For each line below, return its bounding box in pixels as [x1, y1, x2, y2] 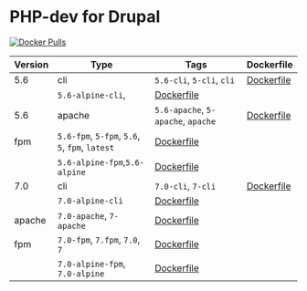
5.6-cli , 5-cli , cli [154, 73, 236, 86]
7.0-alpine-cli [58, 195, 123, 206]
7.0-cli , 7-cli [154, 180, 217, 192]
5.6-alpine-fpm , [58, 155, 126, 168]
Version [14, 57, 49, 70]
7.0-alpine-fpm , [58, 257, 126, 270]
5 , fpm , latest [58, 140, 115, 153]
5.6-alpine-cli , [58, 88, 126, 101]
